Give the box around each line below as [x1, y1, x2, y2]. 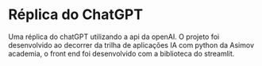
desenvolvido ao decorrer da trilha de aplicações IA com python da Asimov [8, 40, 255, 49]
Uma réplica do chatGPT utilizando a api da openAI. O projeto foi [8, 32, 220, 41]
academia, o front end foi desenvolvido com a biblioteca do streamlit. [8, 49, 235, 58]
